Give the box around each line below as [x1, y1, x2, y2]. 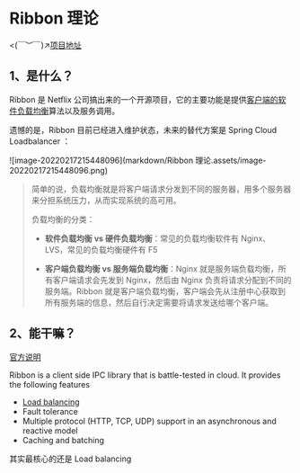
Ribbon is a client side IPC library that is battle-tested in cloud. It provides [9, 370, 281, 380]
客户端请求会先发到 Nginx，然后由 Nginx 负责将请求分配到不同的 [52, 274, 292, 285]
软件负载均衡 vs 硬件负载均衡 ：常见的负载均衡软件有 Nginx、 [44, 233, 271, 244]
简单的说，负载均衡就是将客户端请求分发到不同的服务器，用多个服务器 [31, 183, 292, 194]
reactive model [22, 424, 78, 436]
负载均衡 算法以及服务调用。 [16, 105, 119, 116]
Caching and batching [22, 434, 105, 445]
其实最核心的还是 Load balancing [9, 453, 132, 464]
